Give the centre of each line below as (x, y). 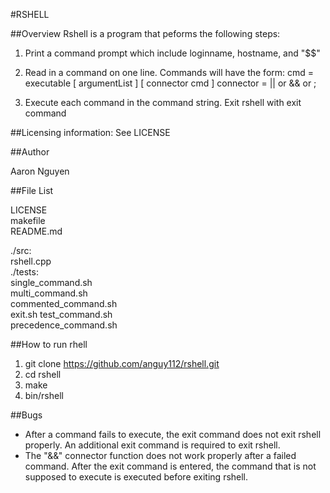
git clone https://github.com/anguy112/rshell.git (122, 363)
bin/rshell (44, 395)
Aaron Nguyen (40, 171)
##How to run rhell (49, 344)
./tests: (24, 272)
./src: (21, 250)
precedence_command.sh (64, 325)
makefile (28, 220)
